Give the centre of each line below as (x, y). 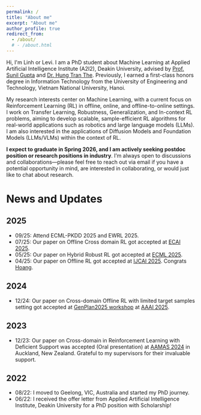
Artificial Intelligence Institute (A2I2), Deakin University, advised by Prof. (95, 68)
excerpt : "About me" (32, 23)
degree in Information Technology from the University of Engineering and (97, 81)
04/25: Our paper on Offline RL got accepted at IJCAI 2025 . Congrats (101, 261)
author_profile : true (33, 28)
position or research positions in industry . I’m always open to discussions (99, 155)
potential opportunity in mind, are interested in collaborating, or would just (98, 168)
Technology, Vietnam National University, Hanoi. (66, 88)
